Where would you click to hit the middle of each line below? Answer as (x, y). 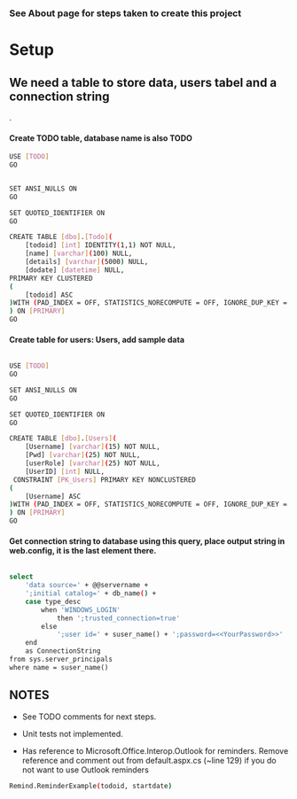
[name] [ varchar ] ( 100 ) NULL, (79, 254)
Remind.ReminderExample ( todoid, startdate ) (91, 786)
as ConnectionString (63, 651)
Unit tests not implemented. (73, 733)
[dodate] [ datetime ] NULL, (75, 270)
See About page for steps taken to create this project (125, 13)
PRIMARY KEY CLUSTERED (51, 278)
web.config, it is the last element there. (83, 550)
